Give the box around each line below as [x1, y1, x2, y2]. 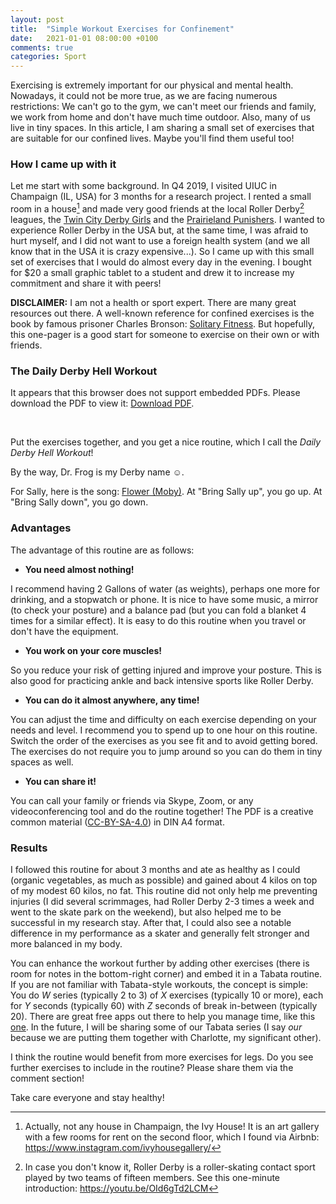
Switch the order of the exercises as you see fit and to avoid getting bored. [10, 734, 318, 746]
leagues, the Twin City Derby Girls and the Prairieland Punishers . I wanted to [10, 214, 325, 226]
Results [10, 841, 48, 855]
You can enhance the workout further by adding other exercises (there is [10, 957, 310, 969]
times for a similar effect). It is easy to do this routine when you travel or [10, 614, 307, 626]
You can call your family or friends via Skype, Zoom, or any [10, 794, 254, 806]
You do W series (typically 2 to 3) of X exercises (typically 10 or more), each [10, 989, 324, 1001]
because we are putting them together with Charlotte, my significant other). [10, 1031, 322, 1043]
